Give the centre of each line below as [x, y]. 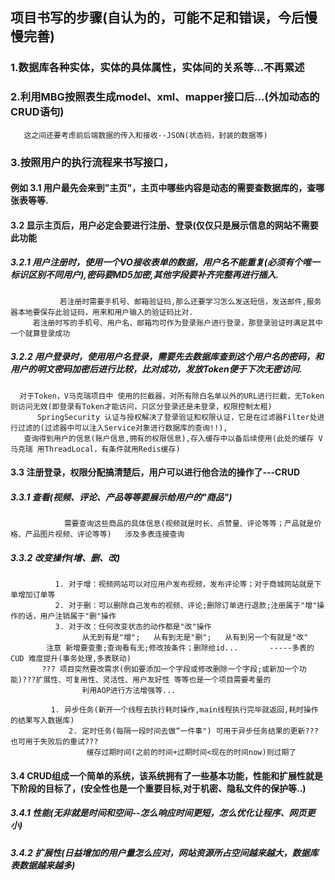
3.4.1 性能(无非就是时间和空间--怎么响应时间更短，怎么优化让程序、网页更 [163, 813]
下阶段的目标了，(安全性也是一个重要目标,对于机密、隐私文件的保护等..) [158, 788]
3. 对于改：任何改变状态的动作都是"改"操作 [133, 627]
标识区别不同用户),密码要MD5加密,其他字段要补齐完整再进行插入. [145, 275]
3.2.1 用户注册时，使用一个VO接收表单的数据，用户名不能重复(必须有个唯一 [165, 262]
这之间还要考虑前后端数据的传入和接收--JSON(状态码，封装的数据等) [145, 135]
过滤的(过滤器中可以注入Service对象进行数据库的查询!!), [122, 428]
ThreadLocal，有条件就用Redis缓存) [112, 449]
